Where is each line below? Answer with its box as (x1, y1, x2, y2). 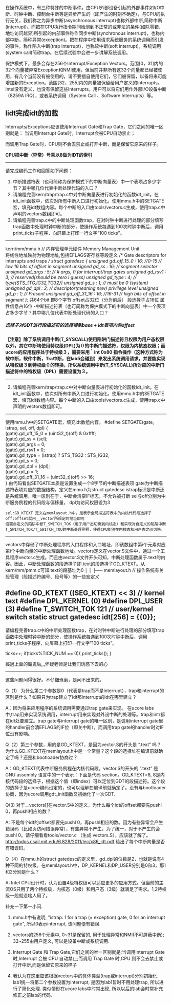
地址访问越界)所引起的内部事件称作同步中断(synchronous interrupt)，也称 (5, 30, 160, 36)
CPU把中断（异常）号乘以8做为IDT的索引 (5, 152, 93, 158)
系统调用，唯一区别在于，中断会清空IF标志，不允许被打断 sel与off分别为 (9, 493, 162, 499)
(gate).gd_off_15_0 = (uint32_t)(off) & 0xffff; (5, 430, 96, 436)
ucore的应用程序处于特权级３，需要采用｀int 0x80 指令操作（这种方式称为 (5, 349, 163, 355)
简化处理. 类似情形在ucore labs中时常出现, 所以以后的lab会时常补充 (21, 986, 163, 992)
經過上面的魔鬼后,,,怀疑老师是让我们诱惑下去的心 (5, 661, 109, 667)
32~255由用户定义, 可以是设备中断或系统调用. (12, 938, 110, 944)
